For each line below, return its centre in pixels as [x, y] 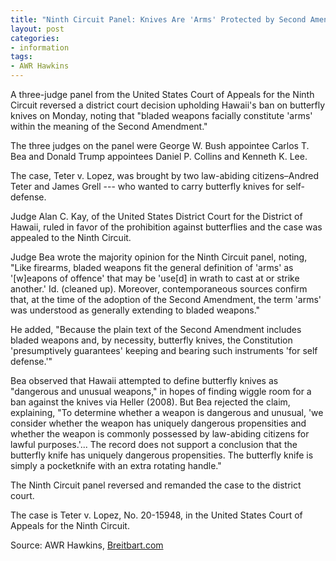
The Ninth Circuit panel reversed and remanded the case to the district [156, 485]
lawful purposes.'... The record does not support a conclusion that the [154, 444]
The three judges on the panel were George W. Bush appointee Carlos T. [160, 145]
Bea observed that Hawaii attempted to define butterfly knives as [144, 380]
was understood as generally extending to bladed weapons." [135, 310]
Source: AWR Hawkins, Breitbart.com [87, 545]
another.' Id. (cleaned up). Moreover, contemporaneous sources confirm [159, 289]
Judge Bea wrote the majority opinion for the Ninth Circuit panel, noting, [159, 257]
